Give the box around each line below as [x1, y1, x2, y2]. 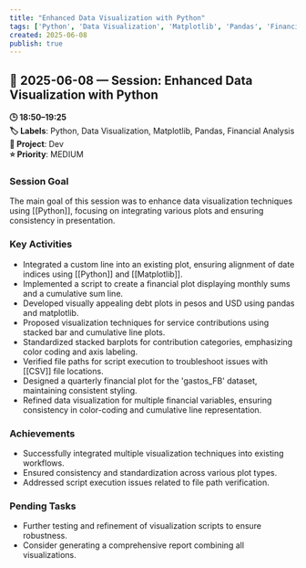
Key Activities [9, 238, 73, 251]
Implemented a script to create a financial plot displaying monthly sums [22, 278, 291, 289]
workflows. [22, 458, 66, 468]
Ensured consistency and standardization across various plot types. [22, 467, 278, 478]
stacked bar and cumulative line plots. [22, 326, 166, 338]
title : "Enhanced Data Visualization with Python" [9, 13, 206, 23]
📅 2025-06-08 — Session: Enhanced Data [9, 72, 253, 88]
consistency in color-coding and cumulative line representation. [22, 404, 262, 415]
